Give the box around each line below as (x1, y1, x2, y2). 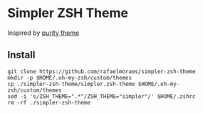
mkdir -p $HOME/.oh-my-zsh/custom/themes (7, 74, 132, 81)
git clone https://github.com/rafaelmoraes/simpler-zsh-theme (7, 68, 196, 75)
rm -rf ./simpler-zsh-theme (7, 99, 91, 106)
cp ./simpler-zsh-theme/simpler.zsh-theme (7, 80, 135, 87)
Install (7, 49, 36, 61)
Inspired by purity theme (7, 28, 80, 37)
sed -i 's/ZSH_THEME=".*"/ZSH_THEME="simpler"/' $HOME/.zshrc (7, 92, 196, 100)
